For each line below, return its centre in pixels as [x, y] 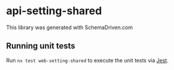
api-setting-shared [54, 11]
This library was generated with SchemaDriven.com [69, 27]
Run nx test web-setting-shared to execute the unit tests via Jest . [87, 60]
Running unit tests [41, 46]
